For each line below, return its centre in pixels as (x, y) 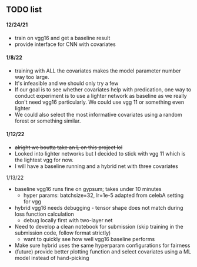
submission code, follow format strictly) (63, 233)
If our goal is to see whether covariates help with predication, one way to (103, 89)
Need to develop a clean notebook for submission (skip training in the (99, 227)
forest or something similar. (48, 121)
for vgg (32, 202)
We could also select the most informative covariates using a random (98, 114)
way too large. (32, 77)
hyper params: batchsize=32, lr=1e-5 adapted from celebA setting (103, 195)
